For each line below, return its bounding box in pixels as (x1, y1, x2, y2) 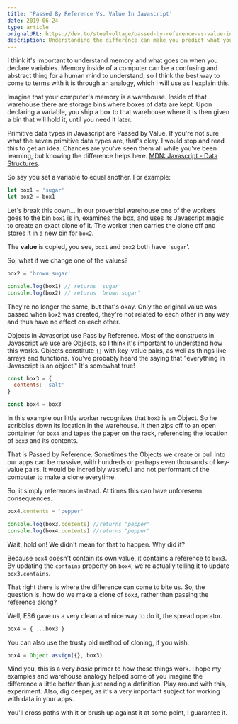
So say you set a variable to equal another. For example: (7, 173, 171, 182)
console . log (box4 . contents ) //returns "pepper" (7, 527, 151, 534)
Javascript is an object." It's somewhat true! (7, 361, 136, 370)
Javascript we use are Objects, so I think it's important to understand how (7, 339, 223, 347)
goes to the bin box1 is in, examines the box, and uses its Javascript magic (7, 214, 225, 222)
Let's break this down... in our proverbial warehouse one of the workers (7, 206, 216, 214)
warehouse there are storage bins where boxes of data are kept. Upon (7, 100, 212, 109)
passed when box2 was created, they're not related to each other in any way (7, 309, 229, 318)
